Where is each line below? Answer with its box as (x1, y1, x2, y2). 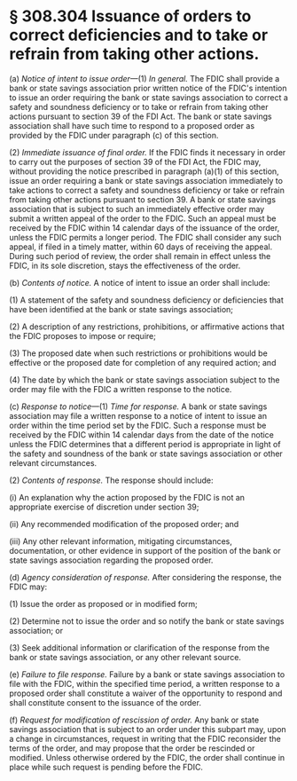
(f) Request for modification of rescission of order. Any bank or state (9, 714, 260, 725)
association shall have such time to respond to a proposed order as (9, 120, 255, 130)
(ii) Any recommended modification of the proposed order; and (9, 518, 239, 529)
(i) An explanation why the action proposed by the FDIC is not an (9, 492, 246, 502)
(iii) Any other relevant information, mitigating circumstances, (9, 535, 233, 547)
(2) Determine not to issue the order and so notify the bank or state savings (9, 615, 285, 627)
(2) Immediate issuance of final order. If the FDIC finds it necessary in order (9, 146, 286, 157)
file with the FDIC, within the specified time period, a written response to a (9, 678, 281, 689)
